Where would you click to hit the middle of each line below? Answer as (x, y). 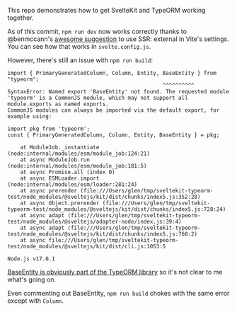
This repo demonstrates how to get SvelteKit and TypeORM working (106, 10)
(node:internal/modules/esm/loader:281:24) (73, 185)
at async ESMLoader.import (60, 178)
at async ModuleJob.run (55, 160)
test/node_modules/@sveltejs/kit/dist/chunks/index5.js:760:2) (103, 234)
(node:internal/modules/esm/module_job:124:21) (79, 154)
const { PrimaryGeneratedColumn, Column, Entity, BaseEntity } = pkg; (114, 135)
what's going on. (32, 279)
